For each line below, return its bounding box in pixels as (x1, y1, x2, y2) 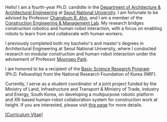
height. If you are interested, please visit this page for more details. (5, 102, 143, 108)
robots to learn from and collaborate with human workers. (5, 31, 124, 36)
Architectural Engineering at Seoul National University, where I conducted (5, 46, 157, 51)
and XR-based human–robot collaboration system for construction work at (5, 97, 158, 103)
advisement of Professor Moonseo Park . (5, 56, 88, 62)
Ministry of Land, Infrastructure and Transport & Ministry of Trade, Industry (5, 86, 160, 92)
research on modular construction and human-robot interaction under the (5, 51, 156, 57)
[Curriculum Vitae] (5, 112, 43, 118)
